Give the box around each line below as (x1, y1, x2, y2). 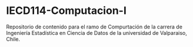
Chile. (6, 35, 21, 42)
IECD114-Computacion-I (6, 4, 127, 17)
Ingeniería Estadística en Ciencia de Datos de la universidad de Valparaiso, (6, 29, 187, 36)
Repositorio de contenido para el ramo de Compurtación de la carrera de (6, 23, 182, 30)
